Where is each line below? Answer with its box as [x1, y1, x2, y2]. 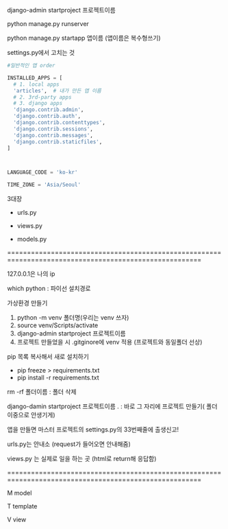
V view [7, 515, 27, 524]
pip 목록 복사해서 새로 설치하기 [7, 353, 89, 361]
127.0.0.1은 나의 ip [7, 270, 55, 278]
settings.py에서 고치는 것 [7, 49, 75, 56]
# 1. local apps [13, 81, 60, 88]
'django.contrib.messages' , [13, 132, 94, 139]
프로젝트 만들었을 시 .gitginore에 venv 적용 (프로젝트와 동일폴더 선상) [16, 338, 203, 346]
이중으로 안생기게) [7, 411, 56, 419]
